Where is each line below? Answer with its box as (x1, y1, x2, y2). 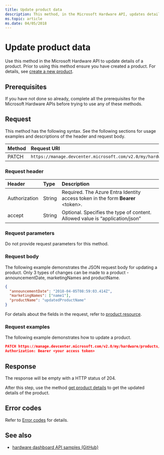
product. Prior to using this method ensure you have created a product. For (5, 63, 156, 69)
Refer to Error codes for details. (5, 417, 68, 423)
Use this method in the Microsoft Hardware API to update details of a (5, 58, 143, 64)
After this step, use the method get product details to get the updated (5, 384, 145, 390)
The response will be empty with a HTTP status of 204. (5, 375, 116, 381)
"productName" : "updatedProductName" (9, 298, 86, 303)
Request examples (5, 324, 50, 330)
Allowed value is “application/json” (61, 215, 142, 222)
